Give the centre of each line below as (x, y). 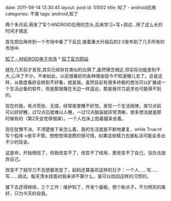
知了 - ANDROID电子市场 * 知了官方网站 (47, 59)
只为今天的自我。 (32, 193)
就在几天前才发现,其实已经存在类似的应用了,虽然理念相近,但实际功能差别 (81, 70)
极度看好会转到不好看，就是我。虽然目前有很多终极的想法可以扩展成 (90, 82)
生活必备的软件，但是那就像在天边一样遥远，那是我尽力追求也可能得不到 (85, 89)
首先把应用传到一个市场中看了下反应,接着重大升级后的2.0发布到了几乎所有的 (85, 42)
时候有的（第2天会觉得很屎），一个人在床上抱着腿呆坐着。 (66, 119)
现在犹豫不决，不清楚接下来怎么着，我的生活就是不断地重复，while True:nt (83, 129)
